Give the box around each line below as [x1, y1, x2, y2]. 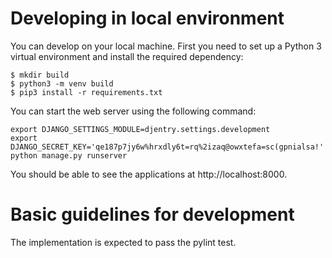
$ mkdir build [10, 70, 70, 80]
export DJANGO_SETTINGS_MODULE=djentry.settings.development [10, 124, 271, 134]
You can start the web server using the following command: [10, 105, 257, 117]
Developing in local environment [10, 7, 285, 30]
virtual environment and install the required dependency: [10, 50, 244, 62]
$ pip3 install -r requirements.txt [10, 87, 163, 97]
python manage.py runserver [10, 150, 128, 161]
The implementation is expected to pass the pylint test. [10, 236, 237, 248]
